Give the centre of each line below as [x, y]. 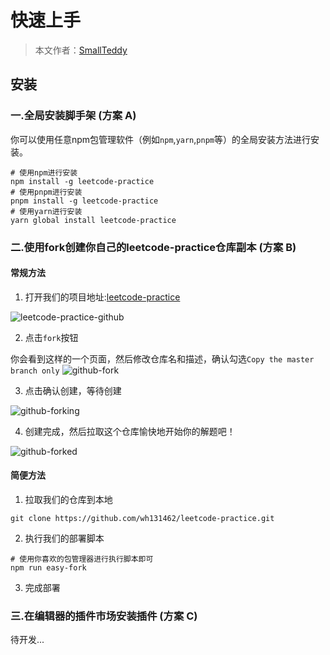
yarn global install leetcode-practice [93, 220]
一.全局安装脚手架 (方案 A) [73, 116]
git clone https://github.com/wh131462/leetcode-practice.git [142, 518]
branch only [35, 371]
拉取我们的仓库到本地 [68, 499]
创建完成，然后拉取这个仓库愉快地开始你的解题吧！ [130, 431]
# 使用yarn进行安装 [46, 211]
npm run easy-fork [48, 567]
